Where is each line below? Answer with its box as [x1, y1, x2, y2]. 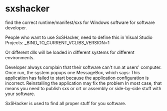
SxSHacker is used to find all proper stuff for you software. [5, 100, 126, 106]
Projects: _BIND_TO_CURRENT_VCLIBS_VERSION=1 [5, 39, 110, 45]
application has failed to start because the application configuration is [5, 75, 149, 81]
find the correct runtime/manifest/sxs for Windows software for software [5, 19, 155, 25]
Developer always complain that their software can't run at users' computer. [5, 64, 161, 70]
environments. [5, 54, 35, 60]
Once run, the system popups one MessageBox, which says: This [5, 69, 140, 75]
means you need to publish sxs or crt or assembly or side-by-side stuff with [5, 85, 161, 91]
